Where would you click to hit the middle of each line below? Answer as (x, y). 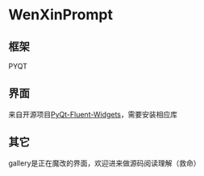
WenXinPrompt (60, 15)
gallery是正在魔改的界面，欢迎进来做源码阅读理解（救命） (104, 163)
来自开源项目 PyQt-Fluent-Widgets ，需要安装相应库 (93, 114)
